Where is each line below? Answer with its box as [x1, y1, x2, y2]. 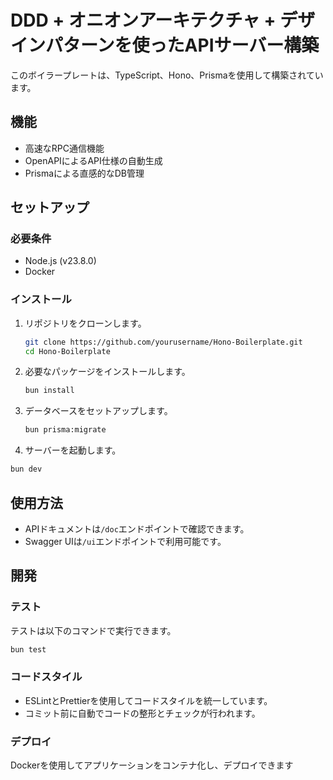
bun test [10, 644, 47, 655]
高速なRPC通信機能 [24, 142, 105, 154]
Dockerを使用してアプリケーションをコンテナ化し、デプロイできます [10, 759, 294, 771]
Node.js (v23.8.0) [24, 255, 97, 267]
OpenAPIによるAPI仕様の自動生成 [24, 154, 163, 166]
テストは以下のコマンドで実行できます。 [10, 624, 177, 636]
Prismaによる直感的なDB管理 [24, 167, 145, 179]
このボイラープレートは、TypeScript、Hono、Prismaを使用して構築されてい [10, 69, 324, 81]
